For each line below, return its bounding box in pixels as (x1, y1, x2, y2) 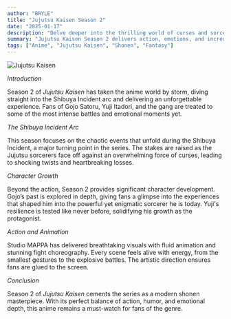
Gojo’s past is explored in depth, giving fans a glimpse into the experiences (7, 192, 220, 200)
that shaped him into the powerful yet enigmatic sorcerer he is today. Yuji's (7, 200, 219, 207)
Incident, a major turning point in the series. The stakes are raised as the (7, 144, 212, 152)
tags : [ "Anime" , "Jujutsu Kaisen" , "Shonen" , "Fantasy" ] (7, 42, 174, 49)
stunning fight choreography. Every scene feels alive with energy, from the (7, 249, 219, 256)
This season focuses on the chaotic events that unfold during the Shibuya (7, 136, 217, 145)
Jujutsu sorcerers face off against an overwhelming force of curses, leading (7, 151, 222, 159)
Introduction (7, 74, 42, 83)
